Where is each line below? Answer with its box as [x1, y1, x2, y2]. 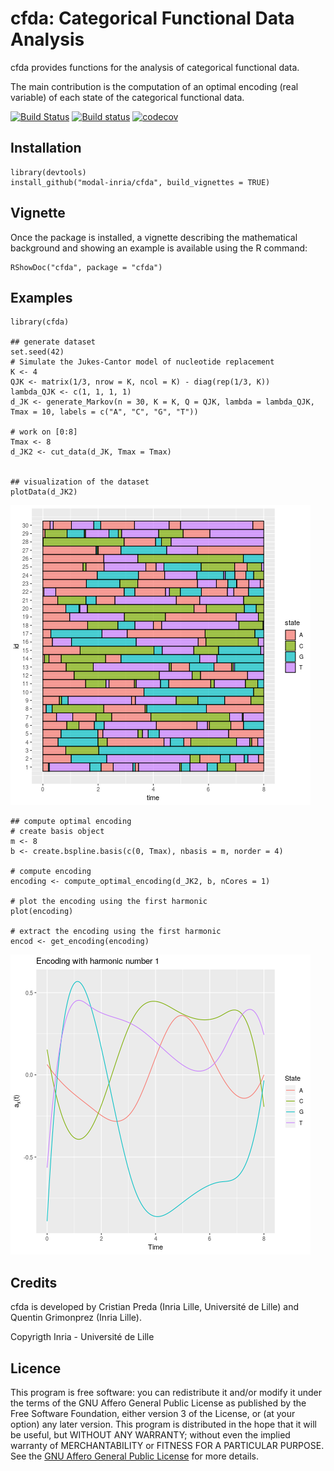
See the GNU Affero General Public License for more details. [10, 1450, 260, 1462]
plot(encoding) [10, 907, 74, 917]
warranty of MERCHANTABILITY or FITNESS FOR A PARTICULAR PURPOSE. [10, 1440, 325, 1451]
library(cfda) [10, 317, 70, 327]
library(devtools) [10, 167, 87, 177]
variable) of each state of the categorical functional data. [10, 91, 245, 103]
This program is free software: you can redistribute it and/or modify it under [10, 1387, 322, 1398]
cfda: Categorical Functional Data [10, 7, 295, 30]
